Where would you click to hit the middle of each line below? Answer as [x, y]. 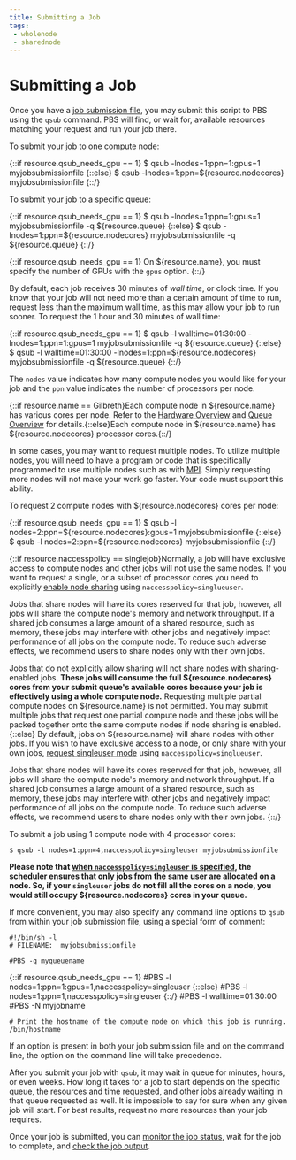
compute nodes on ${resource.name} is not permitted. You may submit [138, 706]
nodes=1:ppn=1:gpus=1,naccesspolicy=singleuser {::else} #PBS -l [129, 987]
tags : [19, 26]
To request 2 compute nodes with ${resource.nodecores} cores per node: [144, 506]
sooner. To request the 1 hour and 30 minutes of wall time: [115, 317]
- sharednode [37, 42]
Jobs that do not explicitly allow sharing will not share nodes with [128, 668]
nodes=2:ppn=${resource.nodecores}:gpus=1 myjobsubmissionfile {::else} [145, 533]
